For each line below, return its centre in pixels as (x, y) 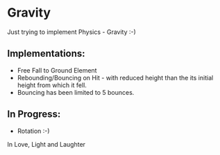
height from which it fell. (52, 85)
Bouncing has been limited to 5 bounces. (76, 92)
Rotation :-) (33, 131)
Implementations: (46, 54)
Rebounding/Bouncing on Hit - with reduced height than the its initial (115, 77)
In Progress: (34, 115)
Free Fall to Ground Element (57, 70)
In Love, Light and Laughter (46, 144)
